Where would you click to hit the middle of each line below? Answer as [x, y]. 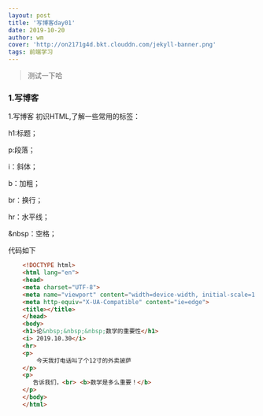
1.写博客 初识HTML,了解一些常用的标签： [74, 117]
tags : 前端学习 [31, 52]
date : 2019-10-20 [37, 30]
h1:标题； [23, 133]
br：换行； [26, 200]
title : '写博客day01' [42, 23]
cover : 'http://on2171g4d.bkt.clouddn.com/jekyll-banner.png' [112, 45]
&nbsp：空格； [32, 234]
